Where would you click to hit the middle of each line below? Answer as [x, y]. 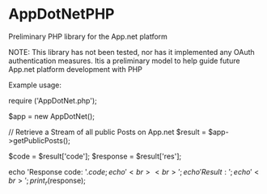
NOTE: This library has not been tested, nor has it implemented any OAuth [131, 52]
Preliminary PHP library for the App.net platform [88, 36]
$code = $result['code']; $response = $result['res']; [95, 156]
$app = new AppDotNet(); [52, 116]
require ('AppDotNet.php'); [53, 100]
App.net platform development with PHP [76, 69]
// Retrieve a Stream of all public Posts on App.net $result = [107, 132]
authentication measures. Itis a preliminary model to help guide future [124, 61]
